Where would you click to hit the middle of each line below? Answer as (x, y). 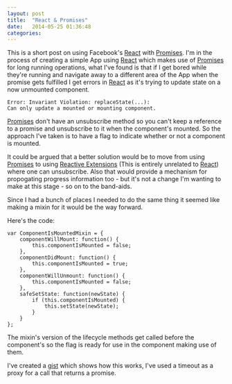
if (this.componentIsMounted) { (79, 300)
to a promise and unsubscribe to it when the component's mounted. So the (114, 128)
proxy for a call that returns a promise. (62, 373)
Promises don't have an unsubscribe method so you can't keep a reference (115, 122)
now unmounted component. (48, 90)
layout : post (26, 14)
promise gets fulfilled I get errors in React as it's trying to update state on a (114, 82)
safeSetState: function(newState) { (73, 294)
